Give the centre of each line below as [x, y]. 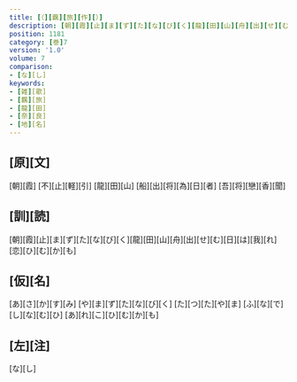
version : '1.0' [37, 51]
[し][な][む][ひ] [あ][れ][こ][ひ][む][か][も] [84, 315]
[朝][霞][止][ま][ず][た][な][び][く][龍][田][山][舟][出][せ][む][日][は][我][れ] [143, 239]
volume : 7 [27, 58]
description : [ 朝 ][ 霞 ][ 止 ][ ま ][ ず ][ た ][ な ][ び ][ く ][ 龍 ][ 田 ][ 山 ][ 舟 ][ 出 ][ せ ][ [146, 26]
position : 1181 [37, 34]
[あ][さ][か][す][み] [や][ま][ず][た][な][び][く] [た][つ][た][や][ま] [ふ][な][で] [147, 304]
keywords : [27, 83]
